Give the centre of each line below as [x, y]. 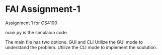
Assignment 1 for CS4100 [31, 23]
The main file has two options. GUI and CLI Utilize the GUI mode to [74, 42]
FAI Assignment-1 [43, 9]
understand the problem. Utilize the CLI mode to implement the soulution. [81, 47]
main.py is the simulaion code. [37, 32]
